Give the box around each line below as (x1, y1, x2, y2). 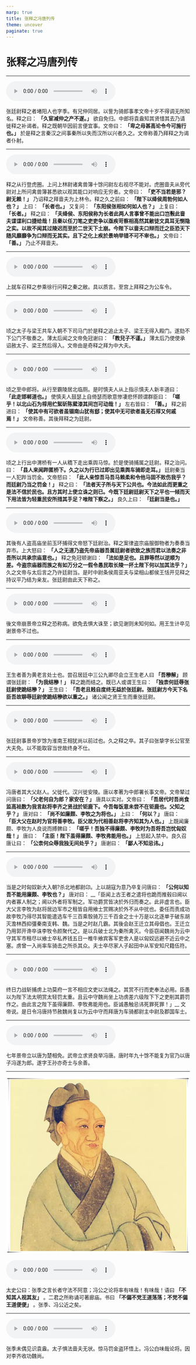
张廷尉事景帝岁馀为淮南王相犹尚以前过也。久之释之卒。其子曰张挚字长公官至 (6, 737, 190, 744)
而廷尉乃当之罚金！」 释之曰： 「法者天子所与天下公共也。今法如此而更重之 (6, 481, 188, 488)
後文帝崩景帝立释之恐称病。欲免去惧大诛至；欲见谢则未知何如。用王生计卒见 (6, 620, 190, 627)
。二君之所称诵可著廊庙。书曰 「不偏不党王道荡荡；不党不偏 (43, 1294, 188, 1301)
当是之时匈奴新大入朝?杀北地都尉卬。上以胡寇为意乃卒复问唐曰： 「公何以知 (6, 884, 190, 891)
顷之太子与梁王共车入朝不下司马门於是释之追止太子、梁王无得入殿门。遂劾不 (6, 327, 190, 334)
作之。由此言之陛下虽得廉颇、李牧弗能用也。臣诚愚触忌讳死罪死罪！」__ (6, 1001, 180, 1008)
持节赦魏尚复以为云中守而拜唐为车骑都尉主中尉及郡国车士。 (46, 1008, 190, 1015)
